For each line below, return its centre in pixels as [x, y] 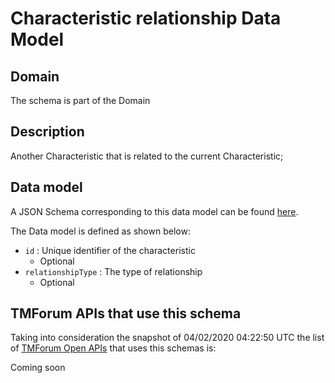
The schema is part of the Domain [80, 100]
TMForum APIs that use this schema [126, 313]
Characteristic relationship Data [146, 18]
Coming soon [38, 368]
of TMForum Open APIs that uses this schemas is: [113, 348]
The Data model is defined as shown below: [100, 231]
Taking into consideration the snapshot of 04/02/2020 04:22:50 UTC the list [167, 338]
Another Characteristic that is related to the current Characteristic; [147, 156]
